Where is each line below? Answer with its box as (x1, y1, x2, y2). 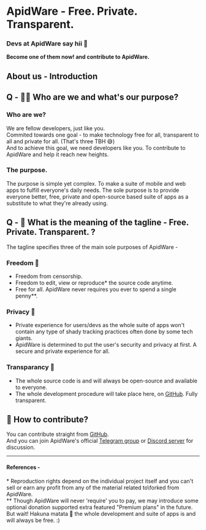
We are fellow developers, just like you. (6, 124, 105, 132)
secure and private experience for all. (15, 347, 110, 355)
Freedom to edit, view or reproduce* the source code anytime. (15, 279, 174, 287)
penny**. (15, 292, 38, 299)
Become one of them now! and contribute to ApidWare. (6, 53, 150, 61)
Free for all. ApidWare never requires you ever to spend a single (15, 285, 177, 293)
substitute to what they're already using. (6, 199, 109, 207)
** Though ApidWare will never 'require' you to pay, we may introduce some (6, 497, 199, 504)
